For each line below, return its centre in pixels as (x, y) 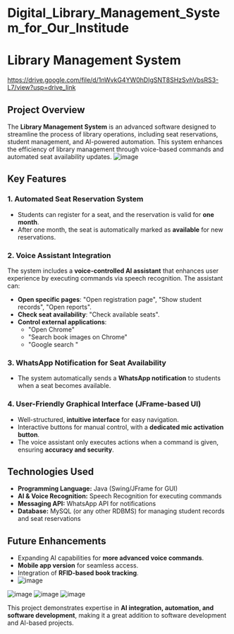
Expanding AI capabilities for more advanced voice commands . (111, 558)
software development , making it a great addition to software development (117, 616)
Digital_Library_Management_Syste (114, 13)
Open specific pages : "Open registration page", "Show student (110, 299)
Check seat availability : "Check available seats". (88, 314)
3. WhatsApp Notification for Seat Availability (87, 363)
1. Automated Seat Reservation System (75, 199)
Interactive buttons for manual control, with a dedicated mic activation (121, 427)
